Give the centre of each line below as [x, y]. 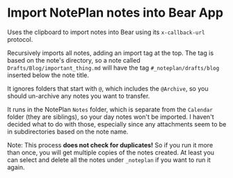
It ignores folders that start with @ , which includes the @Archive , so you [108, 88]
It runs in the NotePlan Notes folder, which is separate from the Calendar [110, 109]
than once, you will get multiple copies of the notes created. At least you [111, 152]
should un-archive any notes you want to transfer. [79, 96]
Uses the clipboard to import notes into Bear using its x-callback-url [106, 32]
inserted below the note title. [48, 75]
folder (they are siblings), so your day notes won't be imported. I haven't [111, 117]
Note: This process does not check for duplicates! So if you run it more [110, 145]
